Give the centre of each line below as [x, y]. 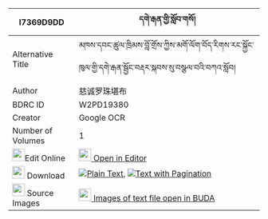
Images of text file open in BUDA [154, 198]
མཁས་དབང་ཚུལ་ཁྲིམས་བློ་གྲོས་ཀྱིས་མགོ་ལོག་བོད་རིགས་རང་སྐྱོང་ [166, 45]
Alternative [33, 54]
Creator [27, 117]
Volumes [29, 141]
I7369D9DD [42, 22]
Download [46, 175]
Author [25, 91]
